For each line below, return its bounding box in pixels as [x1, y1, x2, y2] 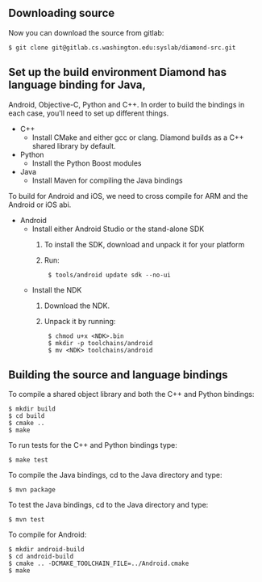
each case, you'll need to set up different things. [8, 108, 169, 118]
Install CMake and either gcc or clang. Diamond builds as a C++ [31, 133, 244, 142]
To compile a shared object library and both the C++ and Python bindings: [8, 390, 255, 399]
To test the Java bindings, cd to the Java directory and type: [8, 500, 209, 510]
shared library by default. [31, 141, 116, 150]
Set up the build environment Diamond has [8, 65, 227, 79]
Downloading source [8, 6, 115, 20]
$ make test [8, 456, 48, 464]
